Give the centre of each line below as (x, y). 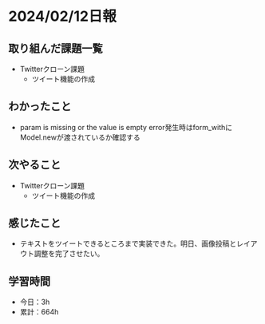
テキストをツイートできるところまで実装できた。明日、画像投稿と (128, 243)
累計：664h (39, 312)
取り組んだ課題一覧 (55, 48)
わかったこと (40, 107)
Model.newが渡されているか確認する (80, 137)
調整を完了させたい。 (69, 254)
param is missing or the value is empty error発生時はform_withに (126, 127)
